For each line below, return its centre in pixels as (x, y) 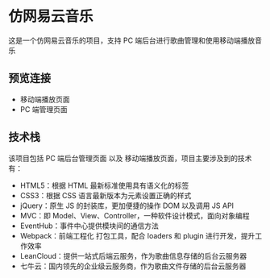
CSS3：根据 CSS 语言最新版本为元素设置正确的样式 (106, 195)
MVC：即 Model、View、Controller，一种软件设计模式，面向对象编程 (135, 215)
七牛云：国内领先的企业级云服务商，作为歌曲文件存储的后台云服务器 (133, 266)
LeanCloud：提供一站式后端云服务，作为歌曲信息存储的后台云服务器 (133, 255)
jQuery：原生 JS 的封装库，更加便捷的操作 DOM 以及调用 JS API (127, 205)
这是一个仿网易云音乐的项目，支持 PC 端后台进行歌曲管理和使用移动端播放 (132, 40)
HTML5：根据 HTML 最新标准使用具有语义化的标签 (104, 185)
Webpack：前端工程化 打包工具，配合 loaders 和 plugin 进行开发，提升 (137, 235)
